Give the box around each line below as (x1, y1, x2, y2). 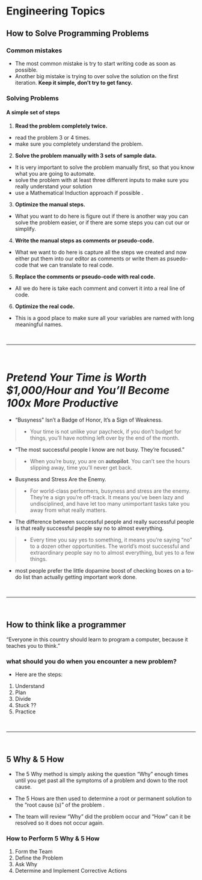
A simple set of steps (6, 109, 60, 116)
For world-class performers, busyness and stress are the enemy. (29, 487, 191, 494)
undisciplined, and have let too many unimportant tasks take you (29, 500, 190, 507)
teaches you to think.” (6, 642, 60, 649)
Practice (14, 708, 36, 715)
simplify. (14, 226, 36, 232)
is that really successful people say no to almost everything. (14, 525, 164, 532)
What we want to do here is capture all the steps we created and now (14, 248, 187, 256)
